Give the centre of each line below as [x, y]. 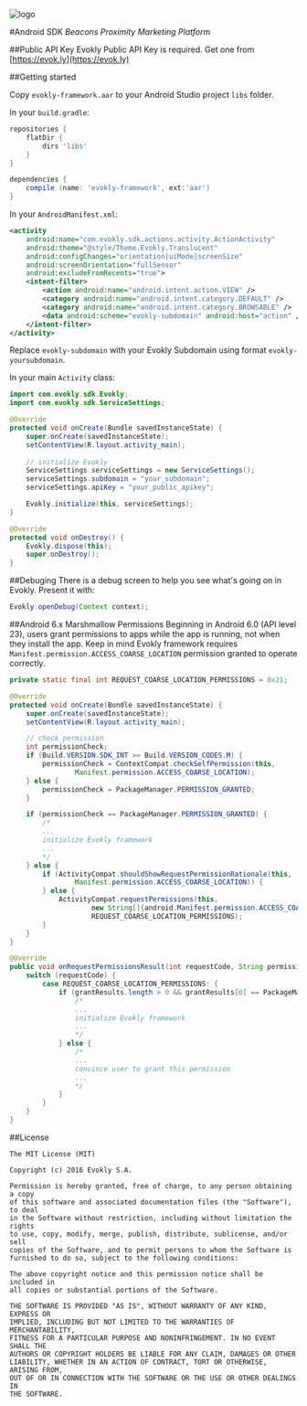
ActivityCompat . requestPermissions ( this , [138, 900]
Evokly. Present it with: [52, 591]
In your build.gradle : [49, 112]
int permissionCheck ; [67, 747]
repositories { [38, 129]
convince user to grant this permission [153, 1069]
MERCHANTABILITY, [42, 1330]
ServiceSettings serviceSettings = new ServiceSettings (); [141, 471]
